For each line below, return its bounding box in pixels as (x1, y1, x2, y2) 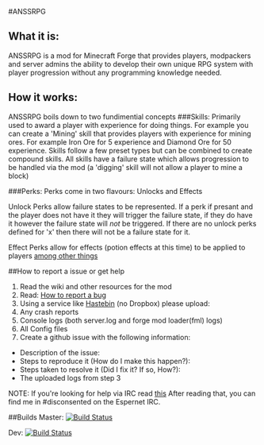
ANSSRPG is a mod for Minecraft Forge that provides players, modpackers (8, 51, 251, 60)
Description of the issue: (19, 347, 101, 357)
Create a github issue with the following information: (19, 332, 191, 342)
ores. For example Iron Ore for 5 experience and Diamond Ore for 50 (8, 137, 232, 146)
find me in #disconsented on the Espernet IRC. (8, 397, 161, 406)
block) (8, 171, 29, 180)
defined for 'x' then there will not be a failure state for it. (8, 226, 191, 237)
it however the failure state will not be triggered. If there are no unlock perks (8, 219, 257, 228)
